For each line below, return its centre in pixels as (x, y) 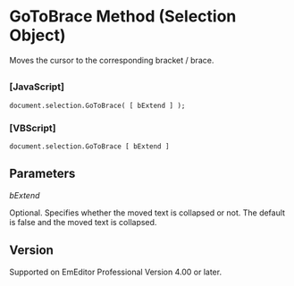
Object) (38, 35)
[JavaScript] (37, 87)
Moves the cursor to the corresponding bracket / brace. (112, 60)
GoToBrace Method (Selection (123, 17)
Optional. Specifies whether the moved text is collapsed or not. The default (147, 213)
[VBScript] (33, 128)
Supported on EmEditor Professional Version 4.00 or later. (115, 272)
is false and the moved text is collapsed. (83, 222)
